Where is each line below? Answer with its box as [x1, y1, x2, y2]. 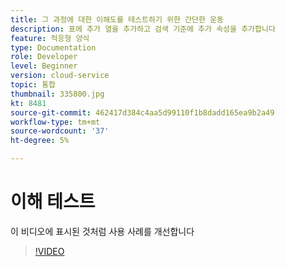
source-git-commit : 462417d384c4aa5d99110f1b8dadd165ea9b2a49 [10, 107, 275, 118]
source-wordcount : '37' [10, 126, 110, 136]
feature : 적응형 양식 [10, 33, 90, 43]
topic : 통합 [10, 80, 57, 90]
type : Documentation [10, 42, 97, 53]
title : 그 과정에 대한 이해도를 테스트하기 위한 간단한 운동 [10, 14, 224, 25]
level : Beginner [10, 61, 78, 71]
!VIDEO [34, 245, 65, 257]
